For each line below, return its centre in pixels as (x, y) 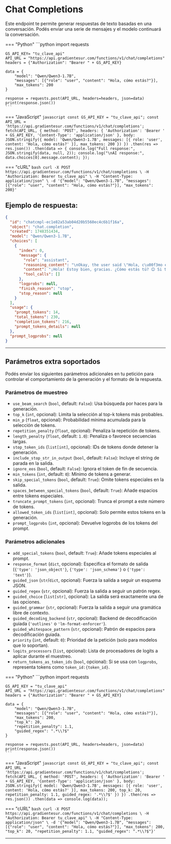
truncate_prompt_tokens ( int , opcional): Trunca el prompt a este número (89, 501)
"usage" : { (21, 308)
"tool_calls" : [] (42, 275)
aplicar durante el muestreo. (42, 656)
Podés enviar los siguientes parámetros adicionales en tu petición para (80, 374)
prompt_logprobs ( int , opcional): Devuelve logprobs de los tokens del (85, 523)
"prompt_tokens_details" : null (48, 326)
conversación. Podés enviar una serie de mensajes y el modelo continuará (83, 29)
